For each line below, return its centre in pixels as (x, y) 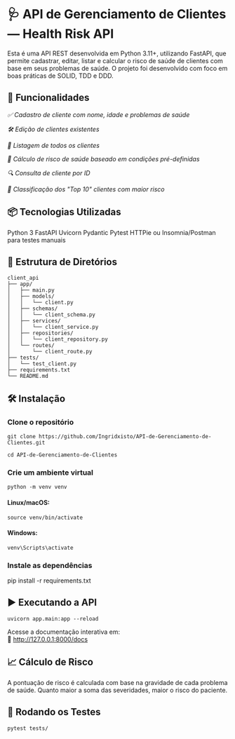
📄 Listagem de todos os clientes (54, 145)
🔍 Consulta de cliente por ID (49, 172)
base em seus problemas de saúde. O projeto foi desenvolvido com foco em (117, 68)
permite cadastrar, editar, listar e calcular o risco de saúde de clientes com (115, 60)
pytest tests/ (28, 728)
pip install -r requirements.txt (49, 581)
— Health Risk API (61, 34)
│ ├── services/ (34, 321)
